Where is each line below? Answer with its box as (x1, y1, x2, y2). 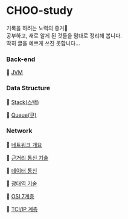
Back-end (6, 55, 36, 64)
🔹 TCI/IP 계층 (6, 205, 38, 212)
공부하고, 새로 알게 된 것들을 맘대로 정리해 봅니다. (6, 31, 123, 39)
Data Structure (6, 84, 51, 93)
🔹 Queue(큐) (6, 111, 37, 119)
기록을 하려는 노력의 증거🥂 (6, 24, 68, 31)
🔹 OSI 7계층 (6, 192, 35, 200)
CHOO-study (6, 4, 74, 18)
